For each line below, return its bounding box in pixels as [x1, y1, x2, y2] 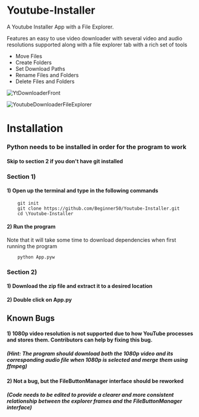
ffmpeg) [7, 362, 27, 369]
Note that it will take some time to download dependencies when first [7, 236, 176, 244]
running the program [7, 242, 58, 249]
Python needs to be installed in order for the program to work [7, 143, 187, 151]
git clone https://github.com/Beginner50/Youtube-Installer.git [17, 206, 180, 211]
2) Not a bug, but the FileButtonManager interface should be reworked [7, 378, 184, 385]
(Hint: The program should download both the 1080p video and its [7, 350, 173, 357]
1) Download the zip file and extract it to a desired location [7, 283, 153, 290]
